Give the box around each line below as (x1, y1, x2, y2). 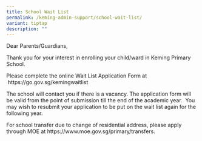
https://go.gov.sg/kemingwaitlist (7, 79, 89, 86)
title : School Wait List (6, 8, 69, 15)
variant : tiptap (6, 20, 47, 26)
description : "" (6, 25, 47, 32)
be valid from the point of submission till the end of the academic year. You (6, 97, 195, 104)
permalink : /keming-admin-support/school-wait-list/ (6, 15, 143, 21)
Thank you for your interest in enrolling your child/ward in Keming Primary (6, 54, 191, 61)
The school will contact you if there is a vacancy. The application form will (6, 90, 191, 97)
